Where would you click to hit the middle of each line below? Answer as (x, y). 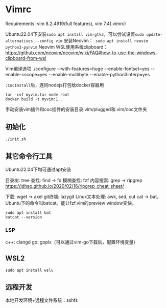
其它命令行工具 (29, 156)
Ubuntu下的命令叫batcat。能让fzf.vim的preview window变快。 (71, 203)
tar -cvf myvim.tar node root (38, 95)
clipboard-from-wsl (26, 58)
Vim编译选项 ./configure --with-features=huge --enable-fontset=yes (77, 69)
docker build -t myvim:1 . (34, 99)
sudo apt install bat (28, 213)
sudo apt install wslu (29, 270)
